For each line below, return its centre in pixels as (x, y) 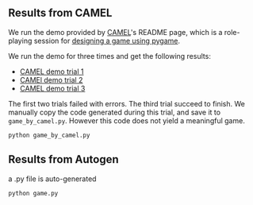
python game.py (33, 193)
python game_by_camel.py (49, 135)
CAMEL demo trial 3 (52, 88)
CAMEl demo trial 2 (51, 79)
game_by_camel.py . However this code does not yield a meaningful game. (127, 120)
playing (20, 41)
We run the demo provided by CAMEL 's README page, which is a (115, 32)
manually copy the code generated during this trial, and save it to (114, 112)
